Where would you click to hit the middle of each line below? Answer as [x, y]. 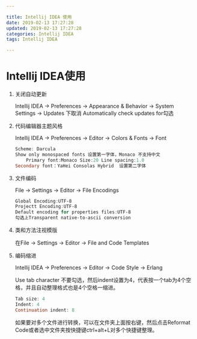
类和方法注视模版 [36, 230]
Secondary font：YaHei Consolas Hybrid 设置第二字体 [80, 166]
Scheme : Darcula [35, 149]
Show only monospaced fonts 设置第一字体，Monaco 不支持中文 [87, 154]
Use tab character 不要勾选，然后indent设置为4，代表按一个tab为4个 [100, 280]
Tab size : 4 [30, 299]
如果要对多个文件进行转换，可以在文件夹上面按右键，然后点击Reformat [103, 322]
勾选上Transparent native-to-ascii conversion [73, 218]
